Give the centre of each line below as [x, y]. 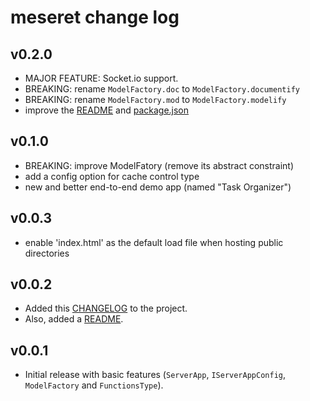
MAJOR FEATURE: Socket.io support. [101, 78]
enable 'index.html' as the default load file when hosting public [154, 242]
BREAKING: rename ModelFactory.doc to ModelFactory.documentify [162, 89]
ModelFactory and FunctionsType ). [94, 385]
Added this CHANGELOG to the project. [106, 308]
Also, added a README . [74, 319]
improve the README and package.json [107, 110]
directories [47, 253]
